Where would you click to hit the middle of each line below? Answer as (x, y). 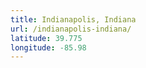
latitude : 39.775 (46, 38)
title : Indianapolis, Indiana (73, 19)
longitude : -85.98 (48, 47)
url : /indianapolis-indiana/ (71, 29)
